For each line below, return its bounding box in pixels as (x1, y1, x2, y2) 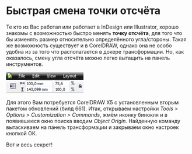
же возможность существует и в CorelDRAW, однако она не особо (6, 42, 172, 49)
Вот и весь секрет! (6, 141, 53, 148)
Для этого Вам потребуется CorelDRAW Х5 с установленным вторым (6, 99, 179, 106)
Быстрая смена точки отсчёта (6, 4, 161, 17)
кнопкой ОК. (6, 129, 37, 136)
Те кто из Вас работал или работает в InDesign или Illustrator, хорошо (6, 23, 179, 30)
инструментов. (6, 60, 44, 68)
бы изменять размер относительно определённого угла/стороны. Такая (6, 36, 187, 43)
